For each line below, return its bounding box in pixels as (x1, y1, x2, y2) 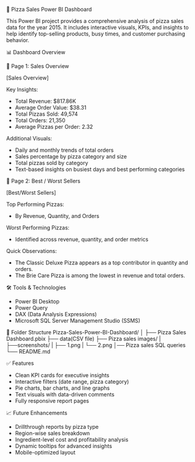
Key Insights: (6, 86, 39, 93)
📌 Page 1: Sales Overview (6, 63, 69, 69)
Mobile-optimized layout (14, 449, 76, 456)
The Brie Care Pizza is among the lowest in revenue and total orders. (14, 272, 185, 279)
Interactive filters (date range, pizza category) (14, 378, 129, 385)
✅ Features (6, 360, 34, 367)
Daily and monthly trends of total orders (14, 146, 114, 154)
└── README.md (6, 348, 51, 355)
